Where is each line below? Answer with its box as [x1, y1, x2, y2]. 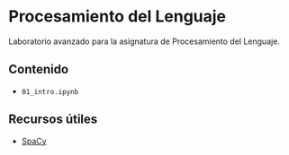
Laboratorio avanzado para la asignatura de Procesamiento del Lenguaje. [8, 36, 281, 47]
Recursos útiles [8, 112, 98, 127]
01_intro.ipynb [21, 87, 79, 96]
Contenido [8, 62, 69, 77]
